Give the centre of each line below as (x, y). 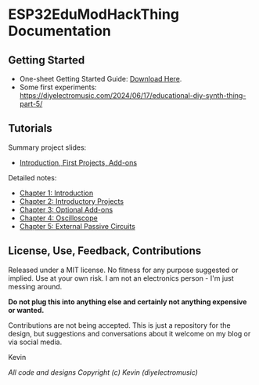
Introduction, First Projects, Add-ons (78, 162)
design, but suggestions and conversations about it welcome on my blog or (129, 333)
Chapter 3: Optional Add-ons (66, 209)
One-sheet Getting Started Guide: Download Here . (101, 79)
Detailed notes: (32, 177)
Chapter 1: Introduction (56, 193)
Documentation (60, 31)
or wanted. (26, 310)
